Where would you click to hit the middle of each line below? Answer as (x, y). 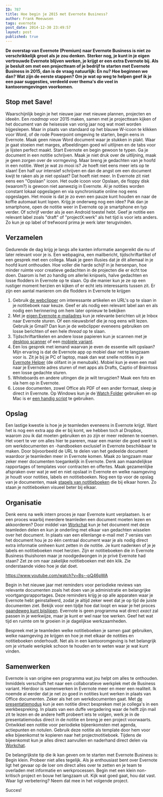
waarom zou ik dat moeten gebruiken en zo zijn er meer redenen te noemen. (82, 435)
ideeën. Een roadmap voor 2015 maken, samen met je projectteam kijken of (81, 119)
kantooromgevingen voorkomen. (40, 87)
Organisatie (24, 502)
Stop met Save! (29, 102)
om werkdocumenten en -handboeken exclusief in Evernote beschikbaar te (81, 446)
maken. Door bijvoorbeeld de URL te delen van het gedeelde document (77, 451)
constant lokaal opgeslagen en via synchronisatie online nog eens (71, 191)
